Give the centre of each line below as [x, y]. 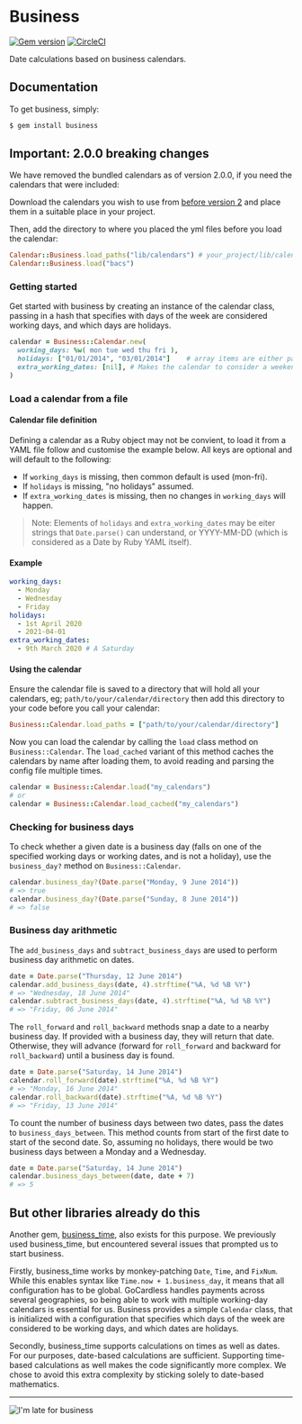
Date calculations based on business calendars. [98, 59]
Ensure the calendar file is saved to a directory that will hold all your [135, 689]
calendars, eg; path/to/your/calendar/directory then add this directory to [147, 699]
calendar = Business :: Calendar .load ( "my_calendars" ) [110, 787]
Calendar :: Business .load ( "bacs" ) [72, 264]
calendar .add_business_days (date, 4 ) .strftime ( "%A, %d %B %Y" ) [130, 984]
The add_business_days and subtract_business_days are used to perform [143, 950]
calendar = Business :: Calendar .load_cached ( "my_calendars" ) [124, 803]
